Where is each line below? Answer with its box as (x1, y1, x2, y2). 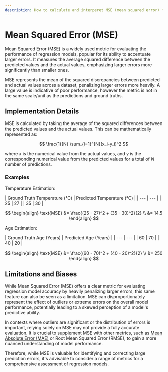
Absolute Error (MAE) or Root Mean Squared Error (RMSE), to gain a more (5, 335, 157, 341)
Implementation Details (5, 107, 79, 115)
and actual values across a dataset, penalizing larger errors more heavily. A (5, 82, 160, 88)
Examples (5, 174, 30, 181)
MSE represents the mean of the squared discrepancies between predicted (5, 76, 160, 83)
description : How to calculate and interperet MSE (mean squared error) (5, 7, 160, 13)
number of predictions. (5, 161, 52, 167)
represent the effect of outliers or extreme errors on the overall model (5, 299, 149, 305)
